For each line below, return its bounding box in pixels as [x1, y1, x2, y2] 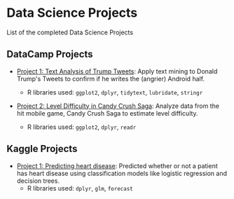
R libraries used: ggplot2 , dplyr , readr [27, 123, 137, 131]
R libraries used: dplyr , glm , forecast [27, 184, 134, 192]
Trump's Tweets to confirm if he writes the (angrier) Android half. [16, 74, 205, 83]
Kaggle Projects [6, 143, 78, 155]
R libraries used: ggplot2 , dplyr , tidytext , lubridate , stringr [27, 88, 203, 96]
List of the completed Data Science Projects [6, 28, 134, 36]
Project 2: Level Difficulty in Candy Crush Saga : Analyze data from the [16, 102, 220, 110]
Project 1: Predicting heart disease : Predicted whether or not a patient [16, 161, 218, 170]
